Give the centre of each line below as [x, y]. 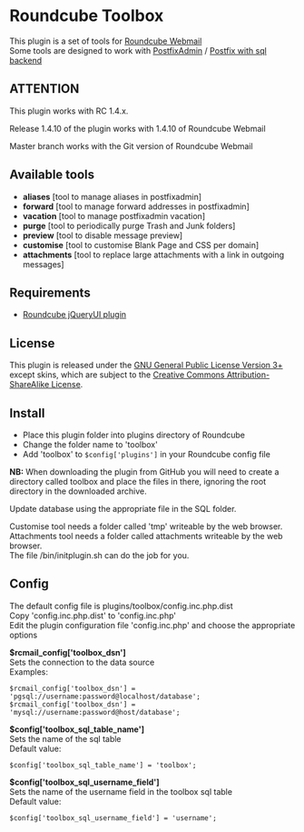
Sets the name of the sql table [65, 738]
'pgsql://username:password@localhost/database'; [105, 697]
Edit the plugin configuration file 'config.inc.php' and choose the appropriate [152, 625]
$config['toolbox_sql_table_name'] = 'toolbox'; [103, 765]
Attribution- [248, 375]
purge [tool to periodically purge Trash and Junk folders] [129, 226]
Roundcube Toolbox [87, 16]
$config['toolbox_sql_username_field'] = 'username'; [113, 818]
